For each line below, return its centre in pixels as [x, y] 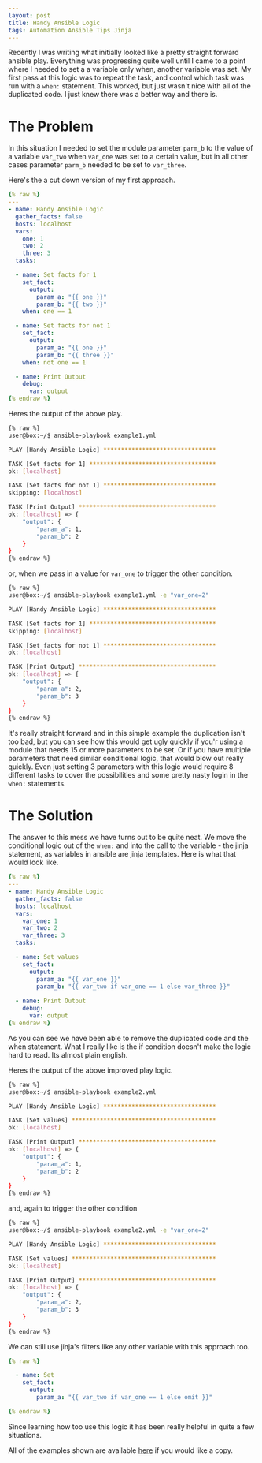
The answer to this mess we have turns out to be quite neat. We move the [127, 838]
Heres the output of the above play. [66, 414]
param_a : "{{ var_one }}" [79, 979]
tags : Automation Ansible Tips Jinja [70, 30]
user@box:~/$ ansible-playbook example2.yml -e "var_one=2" [109, 1230]
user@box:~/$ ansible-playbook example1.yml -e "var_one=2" [109, 595]
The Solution [51, 815]
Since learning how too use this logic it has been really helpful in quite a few [131, 1426]
